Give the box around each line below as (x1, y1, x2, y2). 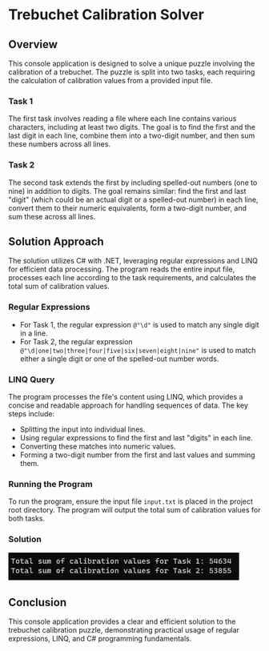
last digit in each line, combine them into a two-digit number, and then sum (8, 131, 255, 141)
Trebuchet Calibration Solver (8, 6, 204, 24)
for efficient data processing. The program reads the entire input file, (8, 264, 235, 274)
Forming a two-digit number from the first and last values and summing (19, 450, 255, 460)
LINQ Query (8, 374, 55, 385)
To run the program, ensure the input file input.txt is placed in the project (8, 496, 254, 506)
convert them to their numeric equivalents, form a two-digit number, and (8, 203, 247, 213)
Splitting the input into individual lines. (19, 424, 146, 434)
